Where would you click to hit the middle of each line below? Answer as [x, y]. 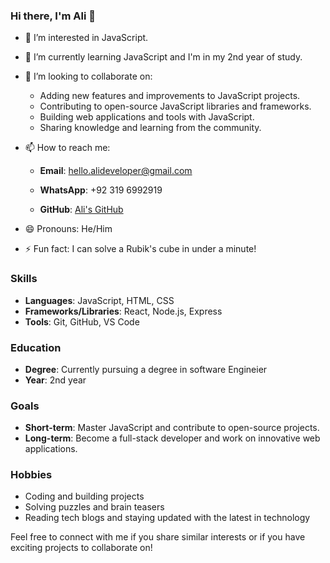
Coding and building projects [84, 496]
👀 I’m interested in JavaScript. [86, 38]
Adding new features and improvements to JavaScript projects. [170, 96]
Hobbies [31, 475]
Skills [24, 279]
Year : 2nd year [55, 380]
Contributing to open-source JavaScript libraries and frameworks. [175, 106]
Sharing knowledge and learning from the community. [150, 128]
